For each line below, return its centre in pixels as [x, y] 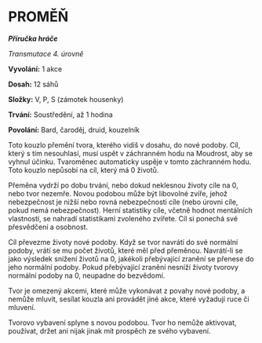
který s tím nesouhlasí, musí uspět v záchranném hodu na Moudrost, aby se [131, 153]
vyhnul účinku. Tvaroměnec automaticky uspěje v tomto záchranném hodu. [130, 162]
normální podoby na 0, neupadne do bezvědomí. [87, 275]
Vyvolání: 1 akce [35, 69]
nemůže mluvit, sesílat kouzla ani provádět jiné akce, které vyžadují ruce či [129, 299]
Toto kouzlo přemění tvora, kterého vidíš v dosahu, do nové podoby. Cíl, [124, 144]
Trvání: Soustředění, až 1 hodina [61, 115]
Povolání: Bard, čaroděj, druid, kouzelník [74, 130]
